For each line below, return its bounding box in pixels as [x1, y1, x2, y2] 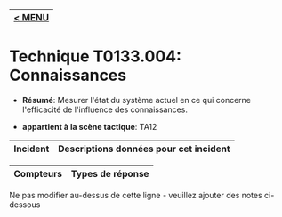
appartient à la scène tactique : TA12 [21, 121, 157, 132]
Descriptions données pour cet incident [57, 142, 230, 155]
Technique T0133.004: [9, 46, 182, 67]
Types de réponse [70, 167, 149, 180]
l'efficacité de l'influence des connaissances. [21, 104, 189, 115]
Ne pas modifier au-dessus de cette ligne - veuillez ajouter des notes [9, 189, 262, 200]
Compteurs [13, 167, 63, 180]
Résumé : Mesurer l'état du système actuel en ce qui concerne [21, 94, 252, 105]
